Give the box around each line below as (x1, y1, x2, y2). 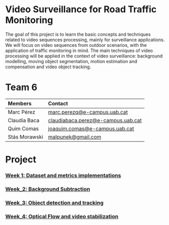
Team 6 (5, 81, 38, 93)
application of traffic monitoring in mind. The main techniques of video (5, 47, 153, 53)
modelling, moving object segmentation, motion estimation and (5, 58, 137, 64)
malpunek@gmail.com (48, 133, 102, 140)
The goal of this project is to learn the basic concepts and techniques (5, 31, 151, 37)
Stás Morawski (8, 133, 43, 140)
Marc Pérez (8, 108, 36, 116)
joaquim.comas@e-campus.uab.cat (48, 125, 134, 132)
